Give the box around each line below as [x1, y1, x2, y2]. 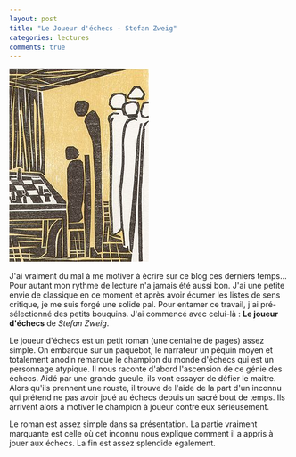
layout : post [9, 14, 58, 23]
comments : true [9, 43, 66, 52]
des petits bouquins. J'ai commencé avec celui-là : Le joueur [53, 308, 279, 320]
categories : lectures [9, 33, 90, 42]
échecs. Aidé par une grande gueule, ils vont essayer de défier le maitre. [9, 373, 276, 384]
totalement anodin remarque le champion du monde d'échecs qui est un [9, 355, 275, 365]
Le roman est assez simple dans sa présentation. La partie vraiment [9, 419, 258, 429]
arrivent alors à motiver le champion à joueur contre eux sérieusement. [9, 402, 270, 412]
